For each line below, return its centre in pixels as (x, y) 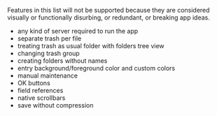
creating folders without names (62, 61)
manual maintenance (48, 75)
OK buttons (34, 83)
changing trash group (49, 53)
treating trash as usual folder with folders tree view (91, 46)
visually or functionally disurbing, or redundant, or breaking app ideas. (108, 17)
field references (40, 90)
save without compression (55, 105)
